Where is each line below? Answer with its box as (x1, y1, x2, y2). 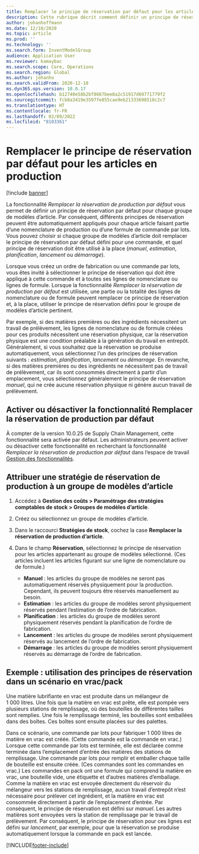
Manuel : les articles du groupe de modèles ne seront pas (23, 575, 165, 582)
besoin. (23, 594, 42, 601)
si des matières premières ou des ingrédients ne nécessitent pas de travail (6, 362, 188, 369)
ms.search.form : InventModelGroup (6, 47, 92, 53)
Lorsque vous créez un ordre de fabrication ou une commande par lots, (6, 263, 181, 270)
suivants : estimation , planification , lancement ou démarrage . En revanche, (6, 356, 190, 364)
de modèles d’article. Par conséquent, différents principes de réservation (6, 213, 185, 221)
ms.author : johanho (6, 75, 54, 81)
